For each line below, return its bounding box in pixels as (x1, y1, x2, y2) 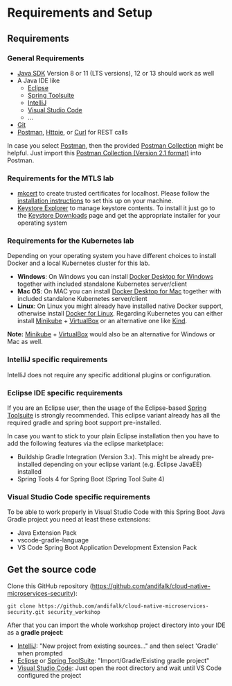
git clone (7, 603, 36, 610)
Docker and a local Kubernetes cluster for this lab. (7, 259, 150, 268)
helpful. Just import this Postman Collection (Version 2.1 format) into (7, 148, 202, 157)
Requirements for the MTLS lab (7, 173, 114, 183)
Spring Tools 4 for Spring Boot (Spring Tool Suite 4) (17, 475, 165, 483)
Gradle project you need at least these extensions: (7, 515, 151, 524)
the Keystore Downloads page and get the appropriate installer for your (17, 212, 221, 220)
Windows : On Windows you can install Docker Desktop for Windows (17, 273, 213, 281)
